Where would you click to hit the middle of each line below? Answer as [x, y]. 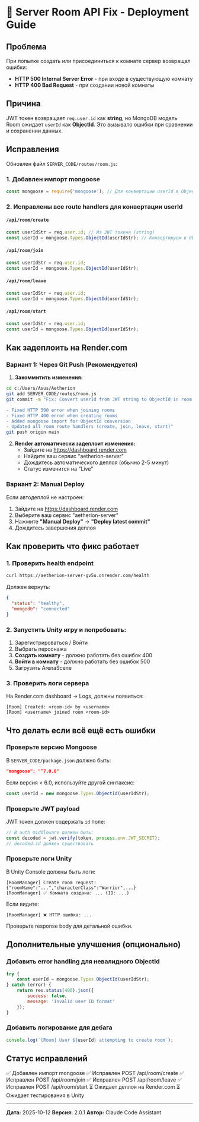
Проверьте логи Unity [39, 859]
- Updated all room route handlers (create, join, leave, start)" [90, 427]
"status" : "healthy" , [38, 603]
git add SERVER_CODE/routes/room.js [51, 394]
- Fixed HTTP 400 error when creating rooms [62, 415]
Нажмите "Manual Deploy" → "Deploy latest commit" [82, 521]
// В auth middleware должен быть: [50, 832]
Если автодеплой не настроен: [45, 497]
